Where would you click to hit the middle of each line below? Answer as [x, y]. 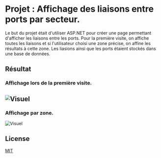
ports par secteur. [42, 19]
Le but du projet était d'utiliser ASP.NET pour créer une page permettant [78, 33]
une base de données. [28, 54]
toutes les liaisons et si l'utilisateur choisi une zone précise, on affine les [78, 43]
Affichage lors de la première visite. [49, 83]
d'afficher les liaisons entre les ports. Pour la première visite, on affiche [77, 38]
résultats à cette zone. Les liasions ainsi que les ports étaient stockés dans [80, 48]
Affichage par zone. [29, 113]
